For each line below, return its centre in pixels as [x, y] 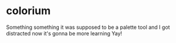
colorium [29, 11]
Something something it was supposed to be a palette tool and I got [88, 27]
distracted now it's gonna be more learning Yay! [64, 33]
